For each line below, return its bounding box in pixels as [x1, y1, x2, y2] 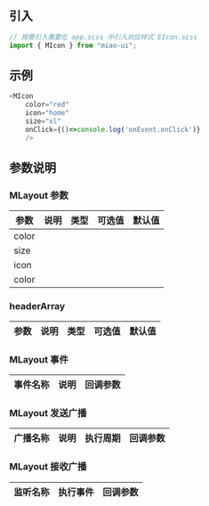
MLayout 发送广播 [9, 406, 87, 419]
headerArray [9, 300, 66, 313]
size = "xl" [25, 117, 62, 126]
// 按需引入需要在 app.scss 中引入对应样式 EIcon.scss [9, 32, 198, 42]
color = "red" [25, 101, 69, 110]
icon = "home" [25, 109, 69, 118]
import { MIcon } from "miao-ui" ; [9, 41, 138, 50]
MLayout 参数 [9, 189, 69, 201]
